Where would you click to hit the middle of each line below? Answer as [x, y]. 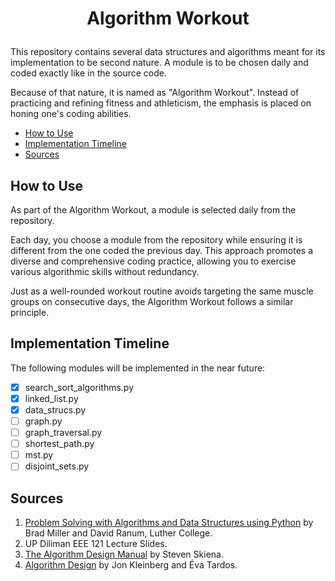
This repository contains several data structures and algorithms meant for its [168, 52]
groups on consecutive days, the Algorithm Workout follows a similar [152, 301]
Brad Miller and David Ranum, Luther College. [118, 533]
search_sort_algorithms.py [79, 387]
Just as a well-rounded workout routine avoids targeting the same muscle [162, 291]
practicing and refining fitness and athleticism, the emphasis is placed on [161, 103]
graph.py [43, 421]
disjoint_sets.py [57, 466]
